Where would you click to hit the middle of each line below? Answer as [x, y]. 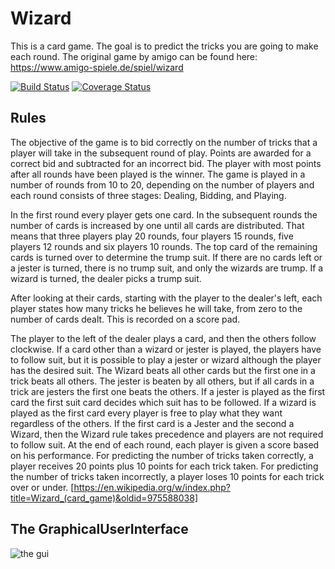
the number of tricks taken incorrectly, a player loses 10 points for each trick [167, 476]
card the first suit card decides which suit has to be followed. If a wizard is [163, 402]
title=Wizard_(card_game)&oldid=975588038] [104, 498]
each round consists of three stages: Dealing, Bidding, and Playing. [148, 195]
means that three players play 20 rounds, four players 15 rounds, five [152, 236]
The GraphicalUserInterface [99, 529]
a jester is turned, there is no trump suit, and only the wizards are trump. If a [167, 268]
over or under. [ [42, 487]
